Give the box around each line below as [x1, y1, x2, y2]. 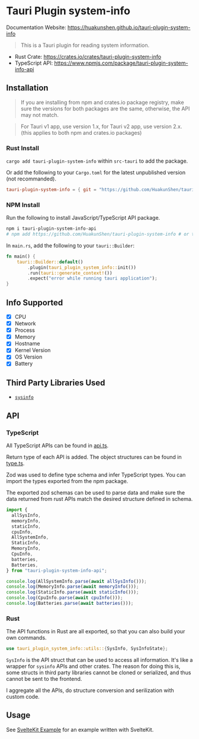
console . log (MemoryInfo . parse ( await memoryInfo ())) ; [6, 583, 139, 590]
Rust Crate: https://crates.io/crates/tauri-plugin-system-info [14, 53, 162, 60]
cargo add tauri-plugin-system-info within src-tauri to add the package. [6, 157, 188, 164]
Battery [14, 360, 33, 367]
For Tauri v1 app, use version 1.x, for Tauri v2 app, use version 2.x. [20, 123, 182, 130]
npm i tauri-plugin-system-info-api [6, 226, 97, 232]
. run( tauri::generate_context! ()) [27, 270, 113, 276]
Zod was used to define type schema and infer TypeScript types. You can [6, 471, 186, 478]
